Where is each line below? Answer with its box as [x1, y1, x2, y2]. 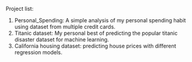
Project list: [5, 5, 34, 12]
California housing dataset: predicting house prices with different [14, 42, 176, 49]
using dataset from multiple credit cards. [14, 23, 116, 30]
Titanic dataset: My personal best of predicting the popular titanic [14, 29, 178, 37]
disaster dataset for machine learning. [14, 36, 109, 43]
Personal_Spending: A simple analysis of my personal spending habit [14, 17, 187, 23]
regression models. [14, 49, 63, 56]
